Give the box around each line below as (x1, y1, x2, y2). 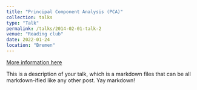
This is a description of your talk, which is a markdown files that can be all (6, 70, 191, 77)
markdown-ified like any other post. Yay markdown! (6, 76, 135, 84)
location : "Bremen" (6, 43, 56, 49)
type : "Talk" (6, 20, 39, 26)
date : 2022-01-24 (6, 37, 50, 43)
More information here (6, 58, 62, 66)
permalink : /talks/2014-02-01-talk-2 (6, 25, 102, 32)
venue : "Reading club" (6, 31, 64, 37)
